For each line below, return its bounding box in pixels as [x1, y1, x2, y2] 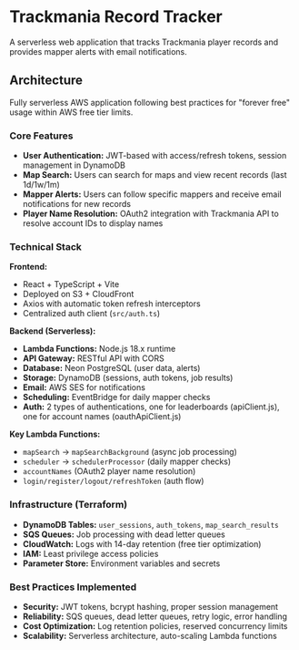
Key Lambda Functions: [9, 428, 101, 439]
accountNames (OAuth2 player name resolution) [22, 466, 196, 477]
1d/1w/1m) [22, 180, 61, 191]
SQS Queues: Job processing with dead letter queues [22, 529, 225, 540]
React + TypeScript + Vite [22, 279, 120, 290]
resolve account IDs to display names [22, 218, 164, 229]
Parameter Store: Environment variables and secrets [22, 558, 221, 569]
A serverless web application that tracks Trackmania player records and [9, 36, 279, 47]
